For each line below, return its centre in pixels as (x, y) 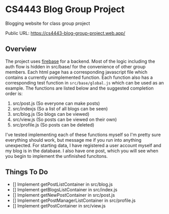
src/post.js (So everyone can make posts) (56, 103)
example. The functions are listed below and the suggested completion (79, 88)
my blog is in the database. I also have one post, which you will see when (82, 151)
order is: (14, 93)
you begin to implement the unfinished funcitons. (57, 156)
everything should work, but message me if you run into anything (73, 140)
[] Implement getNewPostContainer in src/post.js (64, 195)
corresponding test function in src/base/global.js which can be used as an (84, 82)
